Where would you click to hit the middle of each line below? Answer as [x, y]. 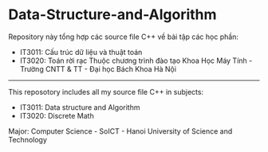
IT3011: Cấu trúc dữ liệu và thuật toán [81, 52]
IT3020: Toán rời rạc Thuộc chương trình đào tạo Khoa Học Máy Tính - [136, 60]
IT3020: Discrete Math [57, 115]
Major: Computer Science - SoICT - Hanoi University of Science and [120, 131]
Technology [28, 139]
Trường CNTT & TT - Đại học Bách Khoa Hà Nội [98, 68]
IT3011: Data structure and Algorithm [80, 107]
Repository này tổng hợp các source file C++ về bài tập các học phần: [124, 37]
